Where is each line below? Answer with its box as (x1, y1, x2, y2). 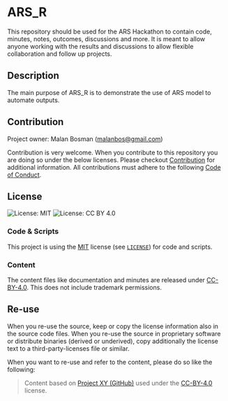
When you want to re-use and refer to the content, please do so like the (7, 358, 213, 366)
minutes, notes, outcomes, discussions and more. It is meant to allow (7, 34, 206, 43)
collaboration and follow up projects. (7, 50, 113, 58)
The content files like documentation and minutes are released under (7, 275, 206, 284)
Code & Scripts (7, 226, 59, 236)
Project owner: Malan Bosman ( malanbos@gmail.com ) (7, 134, 163, 143)
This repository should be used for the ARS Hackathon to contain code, (7, 27, 213, 36)
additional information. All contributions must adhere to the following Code (7, 163, 221, 171)
